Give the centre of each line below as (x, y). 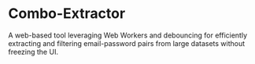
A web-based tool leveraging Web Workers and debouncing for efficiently (128, 35)
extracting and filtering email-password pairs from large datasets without (127, 43)
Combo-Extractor (67, 14)
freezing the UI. (33, 52)
